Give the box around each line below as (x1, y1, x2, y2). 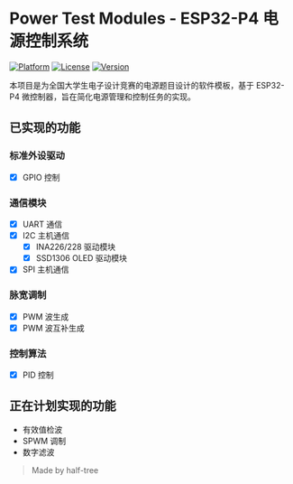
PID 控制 (22, 369, 54, 380)
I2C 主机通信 (22, 230, 70, 241)
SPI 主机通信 (22, 264, 69, 275)
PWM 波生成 (22, 311, 69, 321)
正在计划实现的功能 (9, 398, 116, 414)
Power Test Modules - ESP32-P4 (9, 8, 260, 29)
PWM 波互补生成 (22, 322, 86, 333)
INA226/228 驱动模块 (35, 241, 116, 253)
